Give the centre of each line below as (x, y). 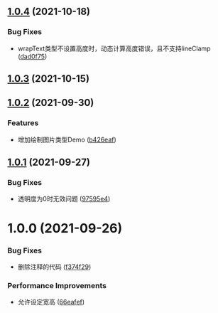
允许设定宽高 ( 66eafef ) (51, 302)
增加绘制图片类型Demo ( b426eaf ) (67, 139)
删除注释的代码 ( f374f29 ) (54, 267)
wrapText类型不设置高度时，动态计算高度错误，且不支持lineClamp (114, 48)
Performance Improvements (57, 285)
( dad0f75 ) (32, 56)
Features (23, 123)
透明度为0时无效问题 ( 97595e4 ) (64, 199)
